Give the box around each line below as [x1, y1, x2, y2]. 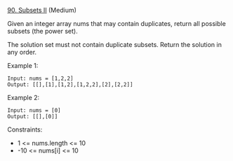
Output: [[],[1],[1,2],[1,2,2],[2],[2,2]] [7, 81, 133, 88]
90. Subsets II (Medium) [7, 6, 77, 14]
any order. [7, 48, 37, 56]
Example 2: [7, 94, 40, 101]
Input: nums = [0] [7, 107, 61, 114]
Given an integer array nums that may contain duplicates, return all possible [7, 20, 226, 27]
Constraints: [7, 125, 43, 134]
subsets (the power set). [7, 27, 79, 35]
